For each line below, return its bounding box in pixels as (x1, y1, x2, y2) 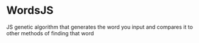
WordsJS (6, 4, 54, 17)
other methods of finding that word (6, 29, 94, 36)
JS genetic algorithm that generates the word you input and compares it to (6, 23, 194, 30)
